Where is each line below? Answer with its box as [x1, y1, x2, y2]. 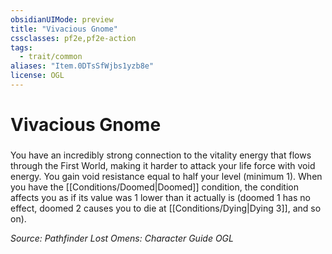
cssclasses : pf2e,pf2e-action [10, 33, 137, 43]
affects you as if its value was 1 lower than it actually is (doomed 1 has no [10, 191, 311, 203]
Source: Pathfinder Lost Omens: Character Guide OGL [10, 232, 234, 244]
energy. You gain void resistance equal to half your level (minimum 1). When [10, 170, 323, 182]
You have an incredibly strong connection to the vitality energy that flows [10, 149, 312, 161]
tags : [10, 42, 33, 53]
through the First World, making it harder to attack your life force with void [10, 159, 316, 171]
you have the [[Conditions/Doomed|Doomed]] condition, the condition [10, 181, 299, 193]
